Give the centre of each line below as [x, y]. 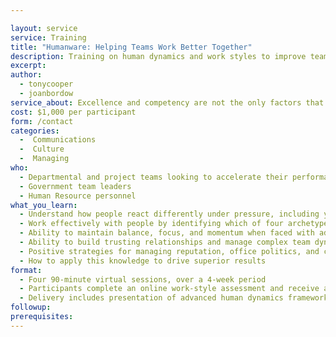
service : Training [48, 37]
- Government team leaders [75, 186]
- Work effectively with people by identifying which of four [151, 224]
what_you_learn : [44, 205]
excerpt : [28, 66]
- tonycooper [46, 84]
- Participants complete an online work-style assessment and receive [169, 289]
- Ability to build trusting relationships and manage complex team [165, 242]
